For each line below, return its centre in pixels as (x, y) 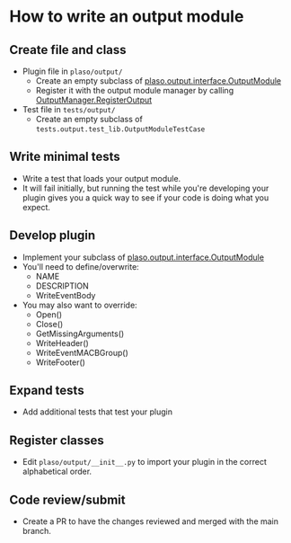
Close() (49, 324)
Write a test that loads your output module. (101, 178)
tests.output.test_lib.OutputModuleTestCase (120, 129)
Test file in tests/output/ (69, 109)
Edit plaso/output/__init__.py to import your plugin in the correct (144, 462)
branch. (37, 531)
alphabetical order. (57, 472)
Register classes (57, 440)
